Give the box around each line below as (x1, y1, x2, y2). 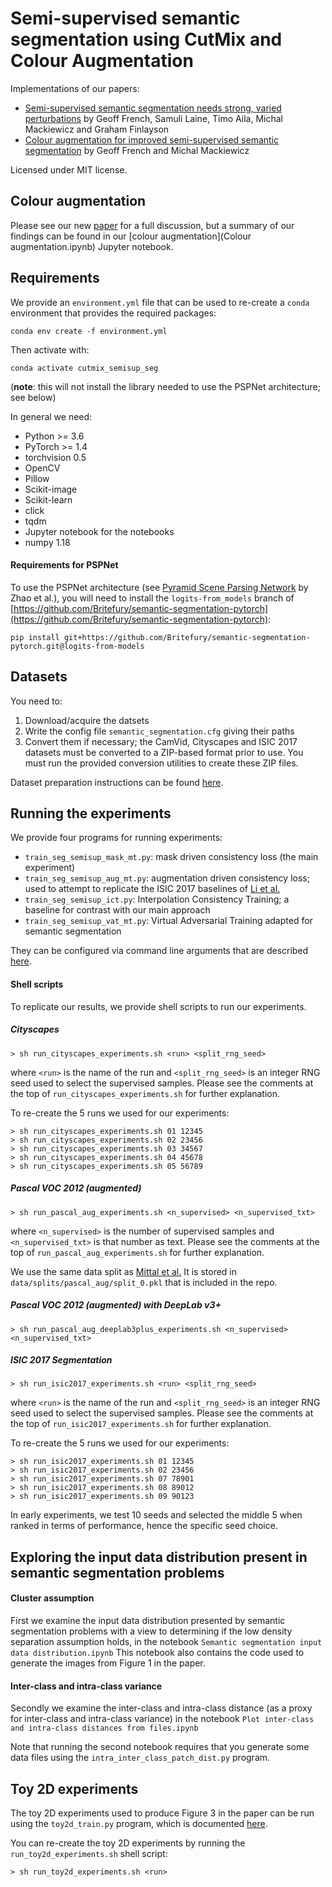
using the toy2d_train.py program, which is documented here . (10, 1818, 268, 1830)
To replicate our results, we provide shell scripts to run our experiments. (10, 1000, 307, 1012)
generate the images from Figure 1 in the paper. (10, 1657, 206, 1669)
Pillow (24, 472, 50, 484)
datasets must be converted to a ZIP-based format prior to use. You (24, 746, 304, 758)
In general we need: (10, 410, 93, 422)
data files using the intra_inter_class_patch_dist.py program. (10, 1752, 271, 1764)
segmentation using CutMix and (10, 28, 283, 51)
